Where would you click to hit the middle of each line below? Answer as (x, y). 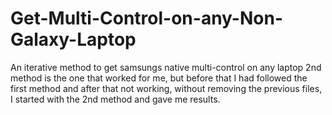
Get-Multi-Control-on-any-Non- (146, 18)
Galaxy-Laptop (73, 39)
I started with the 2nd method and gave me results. (115, 99)
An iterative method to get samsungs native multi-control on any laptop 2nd (166, 67)
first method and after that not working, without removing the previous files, (166, 88)
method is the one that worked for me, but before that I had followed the (159, 78)
